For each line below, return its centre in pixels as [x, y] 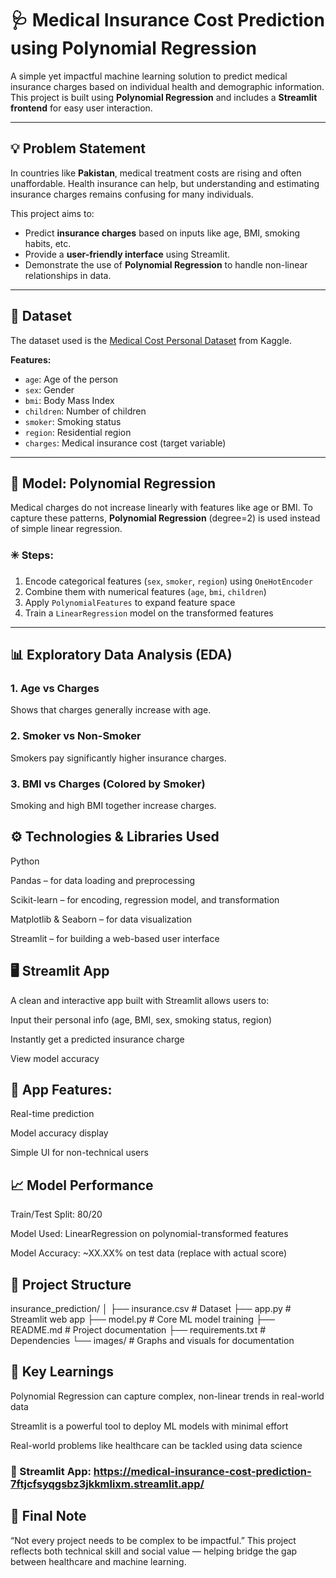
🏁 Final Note [48, 1516]
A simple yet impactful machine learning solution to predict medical [149, 76]
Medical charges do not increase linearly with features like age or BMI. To [161, 508]
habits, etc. [48, 243]
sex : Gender [49, 389]
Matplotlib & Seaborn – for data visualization [101, 919]
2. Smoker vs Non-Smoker [76, 736]
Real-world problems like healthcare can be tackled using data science [156, 1445]
